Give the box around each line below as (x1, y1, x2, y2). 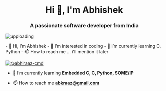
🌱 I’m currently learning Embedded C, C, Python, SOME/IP (12, 70, 134, 76)
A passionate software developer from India (30, 22, 139, 29)
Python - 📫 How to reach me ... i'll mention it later (5, 49, 109, 55)
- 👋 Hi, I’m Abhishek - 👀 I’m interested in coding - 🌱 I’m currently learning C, (5, 43, 161, 49)
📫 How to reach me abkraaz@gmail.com (12, 80, 100, 86)
